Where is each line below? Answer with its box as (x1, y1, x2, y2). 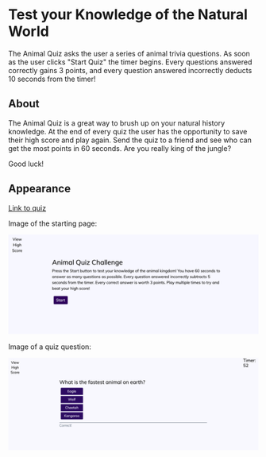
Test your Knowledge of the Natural (8, 6, 248, 24)
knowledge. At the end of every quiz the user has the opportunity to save (8, 126, 248, 136)
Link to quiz (8, 203, 46, 212)
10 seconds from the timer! (8, 74, 97, 83)
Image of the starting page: (8, 219, 98, 228)
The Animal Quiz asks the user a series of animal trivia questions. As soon (8, 48, 250, 58)
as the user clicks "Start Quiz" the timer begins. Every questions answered (8, 57, 253, 67)
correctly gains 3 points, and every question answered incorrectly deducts (8, 65, 253, 75)
